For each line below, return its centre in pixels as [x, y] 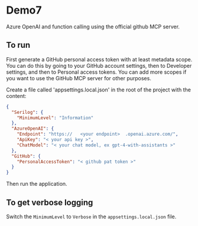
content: [16, 96]
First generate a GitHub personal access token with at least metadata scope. [99, 59]
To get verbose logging [50, 202]
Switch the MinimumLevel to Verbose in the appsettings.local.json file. [91, 217]
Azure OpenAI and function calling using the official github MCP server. [93, 27]
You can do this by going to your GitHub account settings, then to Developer [99, 65]
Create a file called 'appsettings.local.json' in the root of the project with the [98, 90]
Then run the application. [37, 184]
